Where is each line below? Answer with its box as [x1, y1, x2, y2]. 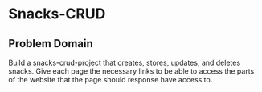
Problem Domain [8, 37, 94, 50]
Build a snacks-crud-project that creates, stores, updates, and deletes [8, 58, 241, 67]
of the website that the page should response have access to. [8, 75, 213, 84]
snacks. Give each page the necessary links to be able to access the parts [8, 66, 255, 76]
